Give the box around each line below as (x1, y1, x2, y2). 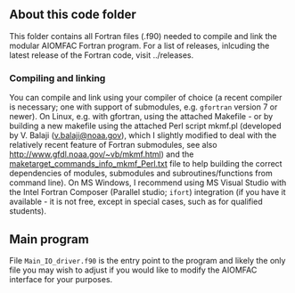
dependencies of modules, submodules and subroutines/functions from (9, 168, 274, 179)
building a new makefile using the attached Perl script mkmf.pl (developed (9, 120, 283, 132)
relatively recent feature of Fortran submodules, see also (9, 140, 217, 151)
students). (9, 206, 47, 216)
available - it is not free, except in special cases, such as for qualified (9, 196, 263, 208)
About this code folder (9, 7, 136, 22)
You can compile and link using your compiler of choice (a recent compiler (9, 93, 283, 103)
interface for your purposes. (9, 273, 113, 284)
